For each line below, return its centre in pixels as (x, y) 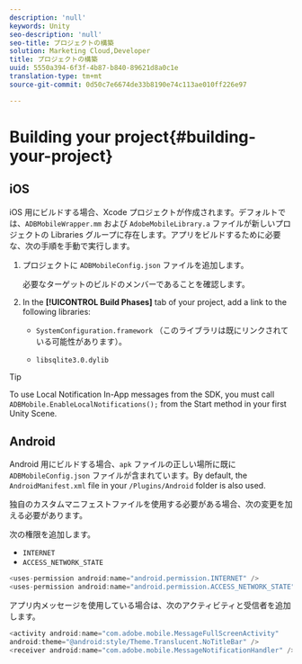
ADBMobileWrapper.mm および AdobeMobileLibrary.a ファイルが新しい (151, 223)
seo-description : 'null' (56, 34)
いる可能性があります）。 (81, 341)
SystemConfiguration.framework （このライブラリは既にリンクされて (162, 330)
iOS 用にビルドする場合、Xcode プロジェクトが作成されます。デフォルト (144, 211)
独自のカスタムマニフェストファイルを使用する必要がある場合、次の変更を (147, 504)
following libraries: (57, 311)
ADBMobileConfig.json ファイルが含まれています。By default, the (129, 476)
